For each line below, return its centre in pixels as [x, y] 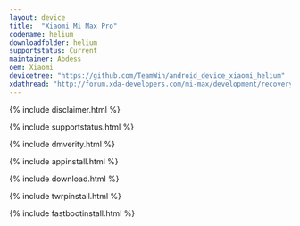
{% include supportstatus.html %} [72, 127]
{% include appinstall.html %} [64, 161]
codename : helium [42, 34]
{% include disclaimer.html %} [65, 109]
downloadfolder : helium [54, 42]
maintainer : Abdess [46, 59]
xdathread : [29, 84]
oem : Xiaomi [31, 68]
